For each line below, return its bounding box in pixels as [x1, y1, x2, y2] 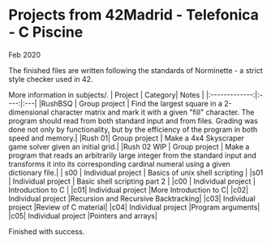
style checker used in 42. [8, 74, 93, 84]
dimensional [8, 107, 49, 117]
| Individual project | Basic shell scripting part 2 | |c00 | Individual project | [8, 176, 256, 186]
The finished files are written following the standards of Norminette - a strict [8, 65, 263, 75]
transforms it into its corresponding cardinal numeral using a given [8, 158, 231, 168]
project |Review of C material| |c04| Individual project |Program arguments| [8, 202, 260, 212]
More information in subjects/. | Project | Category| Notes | [8, 89, 204, 99]
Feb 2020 [8, 50, 41, 59]
